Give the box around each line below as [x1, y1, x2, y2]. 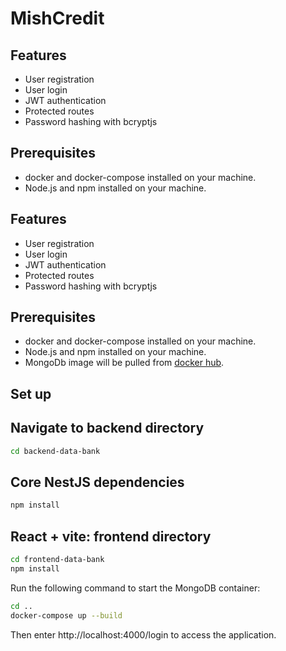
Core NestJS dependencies [10, 473, 185, 491]
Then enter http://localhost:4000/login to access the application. [10, 628, 277, 641]
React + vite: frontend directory [10, 528, 212, 545]
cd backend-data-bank [10, 446, 101, 456]
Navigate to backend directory [10, 420, 205, 437]
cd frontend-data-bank [10, 555, 105, 565]
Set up [10, 385, 52, 402]
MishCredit [10, 7, 105, 30]
